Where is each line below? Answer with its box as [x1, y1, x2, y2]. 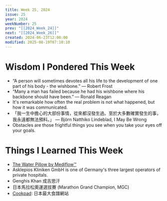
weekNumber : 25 [5, 21, 37, 26]
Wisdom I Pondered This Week [5, 61, 135, 72]
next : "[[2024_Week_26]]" [5, 30, 59, 35]
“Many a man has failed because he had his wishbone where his [12, 88, 145, 94]
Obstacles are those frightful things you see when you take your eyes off [12, 122, 162, 128]
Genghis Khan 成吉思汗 [12, 178, 61, 184]
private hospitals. [12, 172, 48, 178]
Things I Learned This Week [5, 145, 123, 156]
